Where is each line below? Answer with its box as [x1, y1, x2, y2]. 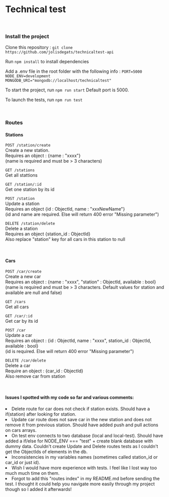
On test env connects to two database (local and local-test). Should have [12, 432, 163, 438]
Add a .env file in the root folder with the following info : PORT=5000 [5, 68, 142, 74]
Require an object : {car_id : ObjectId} [5, 368, 83, 374]
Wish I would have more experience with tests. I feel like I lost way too [12, 465, 157, 471]
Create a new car [5, 273, 41, 279]
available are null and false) [5, 289, 62, 295]
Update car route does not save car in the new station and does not [12, 416, 152, 422]
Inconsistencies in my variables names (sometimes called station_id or [12, 454, 158, 460]
